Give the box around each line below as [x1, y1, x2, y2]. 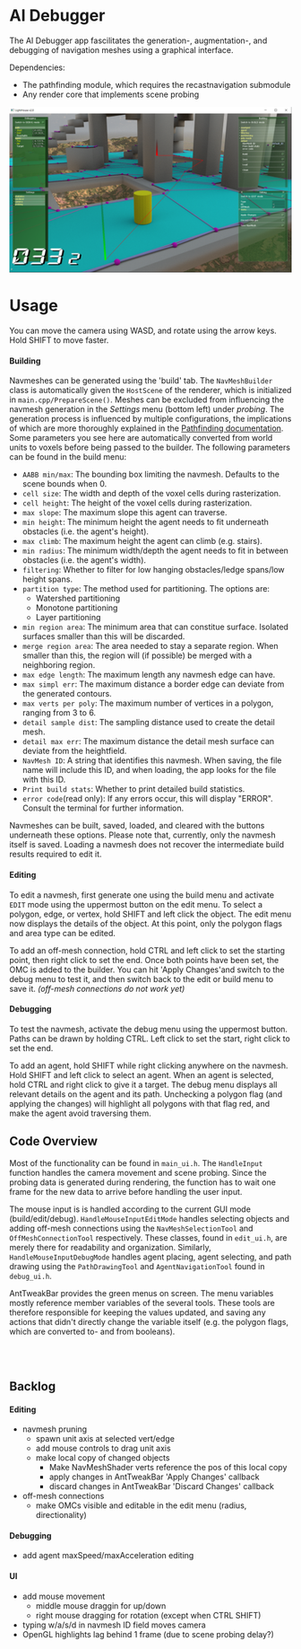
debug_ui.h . [9, 1270, 52, 1281]
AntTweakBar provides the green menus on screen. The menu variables [9, 1287, 274, 1298]
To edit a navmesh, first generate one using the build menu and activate [9, 890, 275, 900]
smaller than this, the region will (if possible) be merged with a [21, 650, 253, 661]
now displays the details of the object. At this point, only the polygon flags [9, 917, 282, 929]
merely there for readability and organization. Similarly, [9, 1241, 212, 1252]
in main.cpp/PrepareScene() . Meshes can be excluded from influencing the [9, 394, 285, 405]
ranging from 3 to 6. [21, 707, 97, 718]
